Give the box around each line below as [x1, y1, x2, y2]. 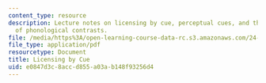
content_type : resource [8, 11, 87, 20]
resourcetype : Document [8, 48, 87, 56]
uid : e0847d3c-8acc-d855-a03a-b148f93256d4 [8, 63, 154, 71]
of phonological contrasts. [15, 26, 108, 34]
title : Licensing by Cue [8, 56, 90, 64]
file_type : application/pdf [8, 41, 101, 49]
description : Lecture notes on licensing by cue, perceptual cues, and [8, 19, 249, 27]
